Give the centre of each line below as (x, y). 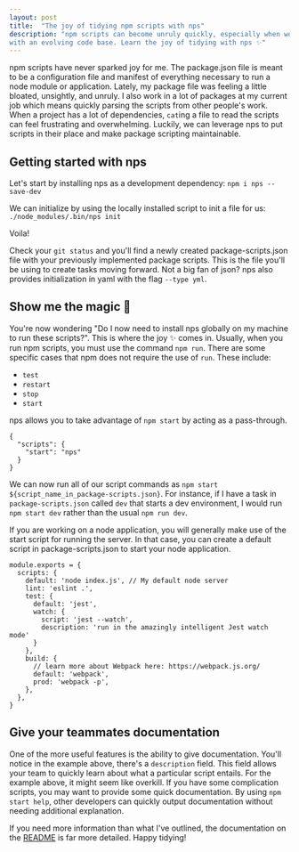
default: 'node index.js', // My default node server (127, 580)
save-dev (25, 192)
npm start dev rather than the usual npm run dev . (99, 512)
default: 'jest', (65, 604)
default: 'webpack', (71, 674)
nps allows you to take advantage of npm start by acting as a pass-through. (148, 420)
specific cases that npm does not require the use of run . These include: (140, 357)
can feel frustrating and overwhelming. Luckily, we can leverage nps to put (146, 125)
